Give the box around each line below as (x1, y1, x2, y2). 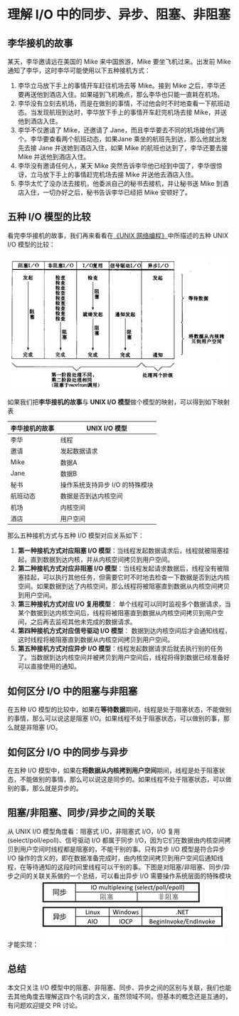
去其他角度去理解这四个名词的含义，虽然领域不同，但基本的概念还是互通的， (7, 992, 232, 1000)
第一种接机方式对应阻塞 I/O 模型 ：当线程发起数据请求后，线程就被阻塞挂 (17, 546, 230, 555)
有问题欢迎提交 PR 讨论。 (7, 1001, 82, 1010)
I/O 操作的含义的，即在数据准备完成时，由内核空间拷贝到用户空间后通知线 (7, 854, 224, 862)
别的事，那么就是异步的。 (7, 784, 83, 792)
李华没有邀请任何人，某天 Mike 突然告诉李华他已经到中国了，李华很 (17, 162, 217, 169)
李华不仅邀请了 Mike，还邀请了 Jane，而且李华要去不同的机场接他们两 (17, 126, 225, 134)
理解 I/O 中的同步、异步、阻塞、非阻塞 (7, 6, 231, 23)
